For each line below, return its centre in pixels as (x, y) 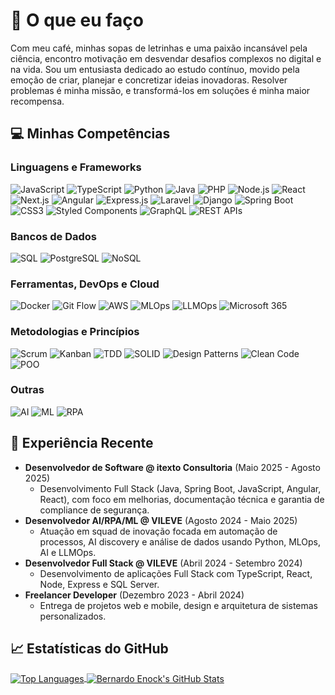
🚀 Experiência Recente (82, 443)
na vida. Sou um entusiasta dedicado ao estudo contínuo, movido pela (155, 69)
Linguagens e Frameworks (76, 167)
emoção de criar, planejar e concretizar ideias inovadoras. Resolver (149, 80)
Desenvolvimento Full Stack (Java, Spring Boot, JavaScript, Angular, (180, 488)
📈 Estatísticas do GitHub (89, 649)
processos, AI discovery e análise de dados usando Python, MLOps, (180, 541)
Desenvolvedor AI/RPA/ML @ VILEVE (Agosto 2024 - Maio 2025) (161, 520)
